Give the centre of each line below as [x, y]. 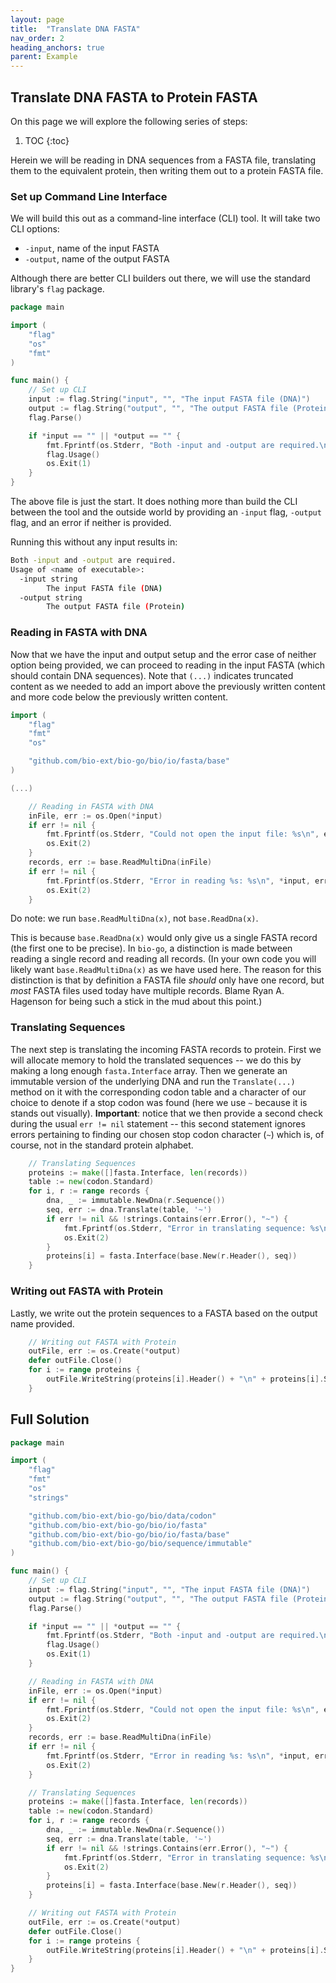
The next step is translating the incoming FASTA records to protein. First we [166, 1049]
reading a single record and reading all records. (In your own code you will [163, 959]
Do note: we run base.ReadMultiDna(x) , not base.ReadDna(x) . [134, 918]
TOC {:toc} [47, 140]
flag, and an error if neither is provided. [91, 523]
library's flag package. [57, 289]
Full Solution [50, 1419]
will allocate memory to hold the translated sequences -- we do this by [156, 1060]
